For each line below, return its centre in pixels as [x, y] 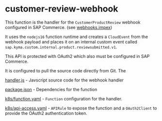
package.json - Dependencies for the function [51, 89]
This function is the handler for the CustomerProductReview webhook [73, 22]
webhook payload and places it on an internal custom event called [71, 41]
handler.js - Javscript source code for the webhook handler [64, 80]
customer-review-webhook [62, 9]
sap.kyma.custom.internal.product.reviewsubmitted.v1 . [61, 47]
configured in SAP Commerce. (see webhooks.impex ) [59, 27]
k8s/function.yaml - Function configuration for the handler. [64, 99]
